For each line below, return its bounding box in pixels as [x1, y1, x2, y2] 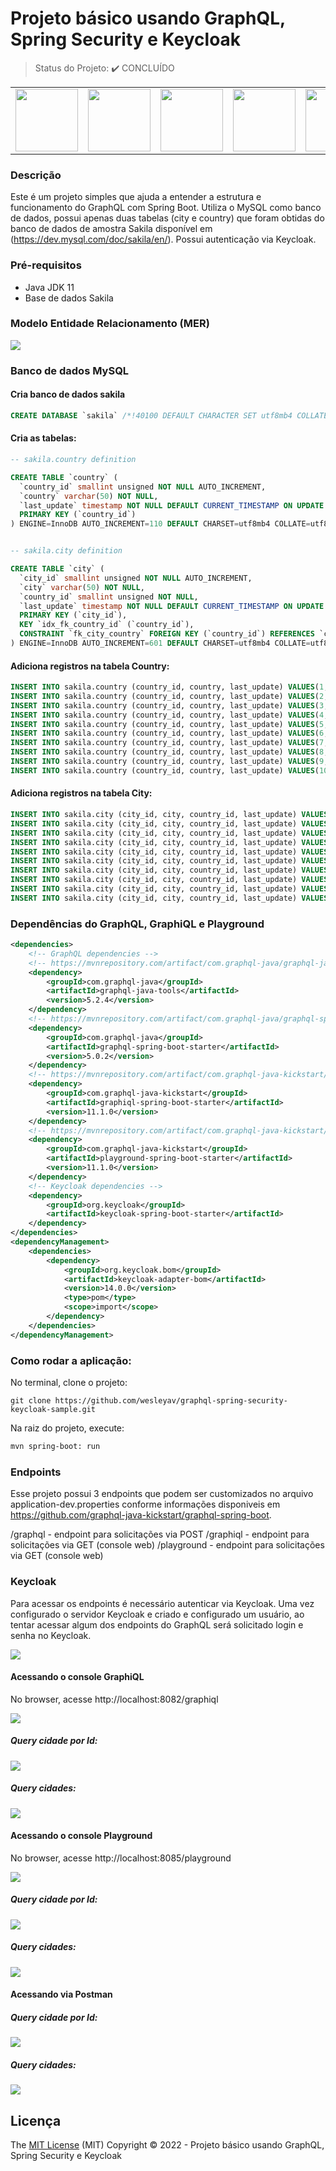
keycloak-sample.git [10, 1405, 97, 1415]
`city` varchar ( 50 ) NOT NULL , [19, 582, 145, 592]
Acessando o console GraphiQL [10, 1671, 145, 1683]
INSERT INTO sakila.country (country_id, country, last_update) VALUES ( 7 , [10, 738, 329, 748]
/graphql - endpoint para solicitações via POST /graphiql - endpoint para [10, 1528, 310, 1541]
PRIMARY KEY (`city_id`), [19, 610, 128, 621]
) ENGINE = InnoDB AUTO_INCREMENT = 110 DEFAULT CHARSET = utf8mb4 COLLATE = [10, 519, 311, 529]
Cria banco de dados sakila [10, 388, 126, 401]
